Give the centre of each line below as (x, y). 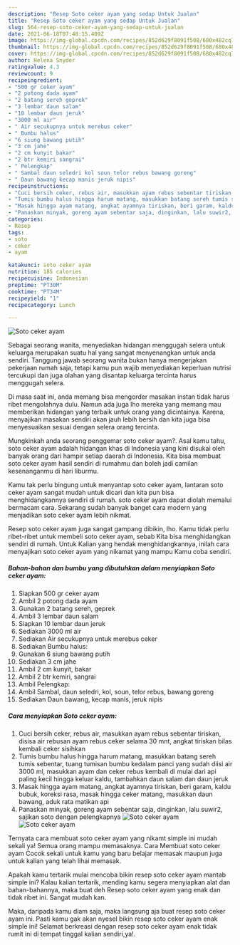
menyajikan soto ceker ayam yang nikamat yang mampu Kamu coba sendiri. (120, 552)
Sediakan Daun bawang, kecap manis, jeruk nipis (90, 699)
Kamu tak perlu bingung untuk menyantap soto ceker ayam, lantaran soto (116, 485)
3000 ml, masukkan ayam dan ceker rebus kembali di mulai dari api (117, 772)
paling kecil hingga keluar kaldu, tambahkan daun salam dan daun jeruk (123, 779)
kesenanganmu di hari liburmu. (53, 471)
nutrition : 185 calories (45, 272)
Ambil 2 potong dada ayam (58, 601)
